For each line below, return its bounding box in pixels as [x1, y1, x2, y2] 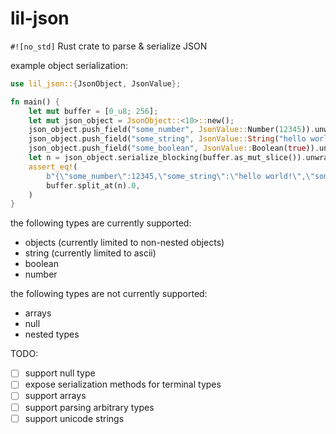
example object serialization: [10, 59, 128, 71]
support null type [24, 367, 96, 379]
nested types [24, 328, 80, 341]
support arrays [24, 390, 87, 402]
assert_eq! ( [28, 162, 78, 172]
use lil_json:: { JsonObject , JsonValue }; [10, 78, 182, 89]
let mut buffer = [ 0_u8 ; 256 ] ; [28, 106, 159, 116]
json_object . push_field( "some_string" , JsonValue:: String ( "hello [28, 134, 307, 144]
